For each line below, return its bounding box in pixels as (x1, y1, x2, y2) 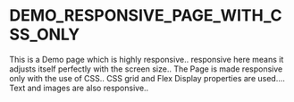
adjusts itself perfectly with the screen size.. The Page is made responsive (9, 64, 283, 74)
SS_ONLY (9, 24, 80, 45)
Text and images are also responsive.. (9, 82, 149, 93)
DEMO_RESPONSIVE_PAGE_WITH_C (9, 5, 283, 26)
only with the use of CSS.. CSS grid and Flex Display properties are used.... (9, 72, 286, 83)
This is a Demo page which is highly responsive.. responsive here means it (9, 54, 284, 64)
